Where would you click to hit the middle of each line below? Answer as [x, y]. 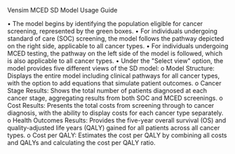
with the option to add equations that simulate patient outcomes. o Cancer [114, 83]
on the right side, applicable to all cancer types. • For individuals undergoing [118, 46]
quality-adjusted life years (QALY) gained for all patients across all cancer [114, 128]
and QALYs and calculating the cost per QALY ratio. [81, 142]
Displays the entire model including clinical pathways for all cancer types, [113, 76]
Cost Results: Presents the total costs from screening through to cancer [111, 105]
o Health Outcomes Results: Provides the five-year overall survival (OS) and [117, 120]
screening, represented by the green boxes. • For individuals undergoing [112, 31]
